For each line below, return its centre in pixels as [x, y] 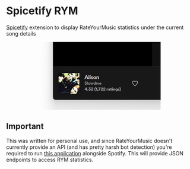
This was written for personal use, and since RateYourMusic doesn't [89, 141]
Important [25, 127]
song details [21, 33]
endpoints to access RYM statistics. [50, 160]
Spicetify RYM [42, 11]
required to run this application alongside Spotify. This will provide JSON [95, 153]
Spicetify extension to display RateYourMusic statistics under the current [95, 27]
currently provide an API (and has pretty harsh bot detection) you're [89, 147]
